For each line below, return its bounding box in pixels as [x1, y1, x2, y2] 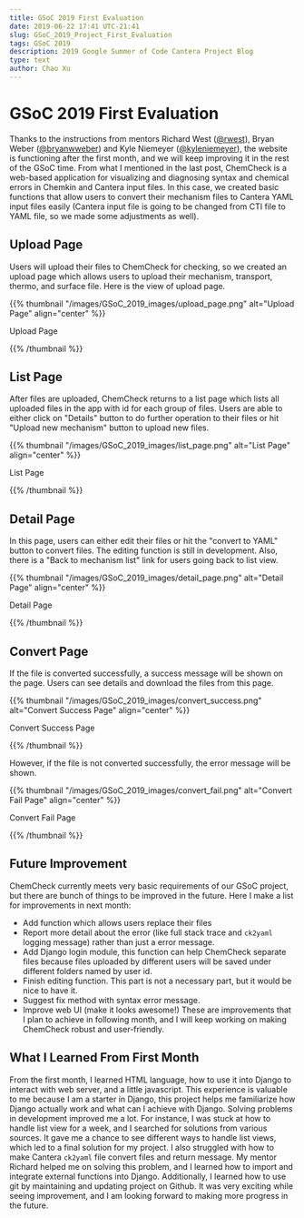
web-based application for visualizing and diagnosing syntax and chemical [9, 172, 289, 183]
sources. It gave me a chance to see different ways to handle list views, [9, 1132, 277, 1143]
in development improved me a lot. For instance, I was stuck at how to [9, 1112, 271, 1123]
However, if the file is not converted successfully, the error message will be [9, 758, 291, 769]
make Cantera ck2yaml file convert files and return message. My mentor [9, 1152, 277, 1163]
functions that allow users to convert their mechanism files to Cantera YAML [9, 191, 294, 202]
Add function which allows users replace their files [22, 917, 212, 928]
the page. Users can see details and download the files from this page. [9, 678, 274, 689]
